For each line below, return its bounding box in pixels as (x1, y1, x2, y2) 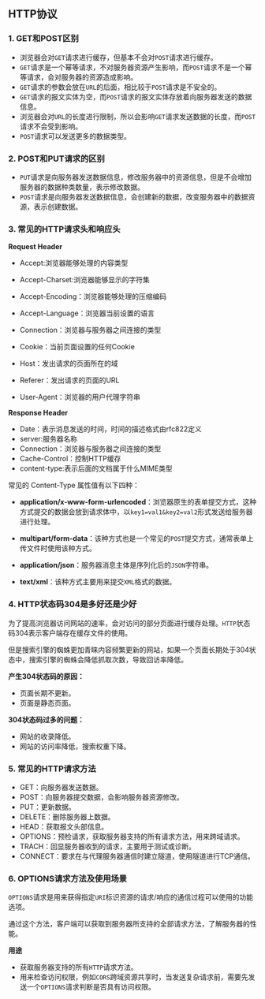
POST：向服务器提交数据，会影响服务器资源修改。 (19, 792, 184, 802)
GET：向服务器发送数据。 (19, 782, 103, 792)
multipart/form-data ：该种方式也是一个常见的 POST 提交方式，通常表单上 (19, 534, 254, 543)
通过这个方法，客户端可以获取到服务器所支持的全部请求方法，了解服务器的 (8, 919, 250, 929)
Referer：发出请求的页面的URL (19, 375, 120, 385)
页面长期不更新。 (19, 688, 76, 698)
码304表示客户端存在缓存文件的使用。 (8, 628, 132, 637)
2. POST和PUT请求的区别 (8, 153, 105, 164)
